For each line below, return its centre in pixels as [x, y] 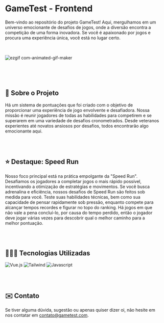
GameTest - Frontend [49, 9]
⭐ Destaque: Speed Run [42, 162]
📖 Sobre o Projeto [32, 93]
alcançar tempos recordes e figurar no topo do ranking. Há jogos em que [79, 207]
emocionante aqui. [24, 131]
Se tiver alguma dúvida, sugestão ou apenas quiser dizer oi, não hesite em [80, 310]
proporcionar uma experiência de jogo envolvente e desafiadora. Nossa [77, 110]
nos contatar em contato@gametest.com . [47, 315]
